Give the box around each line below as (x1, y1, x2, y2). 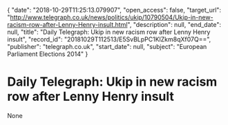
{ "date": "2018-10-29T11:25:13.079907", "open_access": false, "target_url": (7, 6, 222, 14)
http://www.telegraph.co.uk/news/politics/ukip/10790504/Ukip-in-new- (10, 13, 213, 21)
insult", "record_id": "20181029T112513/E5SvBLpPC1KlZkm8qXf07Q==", (7, 35, 211, 44)
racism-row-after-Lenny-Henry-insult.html (7, 21, 128, 28)
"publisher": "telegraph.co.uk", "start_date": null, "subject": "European (7, 43, 207, 50)
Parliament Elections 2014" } (7, 50, 88, 58)
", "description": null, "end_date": (127, 21, 222, 28)
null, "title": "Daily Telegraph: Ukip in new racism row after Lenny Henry (7, 28, 211, 36)
